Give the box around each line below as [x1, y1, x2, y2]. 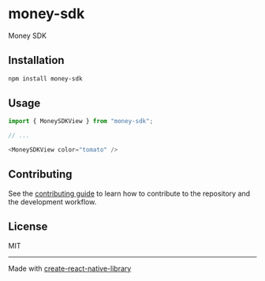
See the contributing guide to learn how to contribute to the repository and [8, 189, 251, 198]
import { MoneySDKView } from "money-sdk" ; [8, 118, 154, 126]
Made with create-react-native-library [8, 264, 132, 273]
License [8, 220, 48, 234]
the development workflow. [8, 197, 97, 206]
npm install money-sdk [8, 74, 83, 83]
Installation [8, 54, 65, 67]
